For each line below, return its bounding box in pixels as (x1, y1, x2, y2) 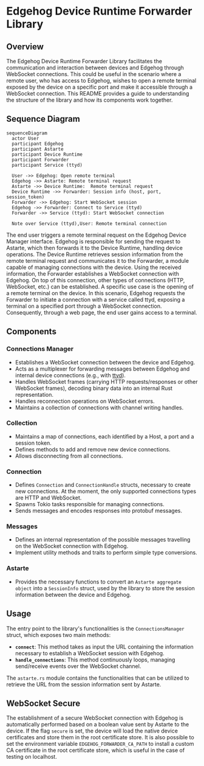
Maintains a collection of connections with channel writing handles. (15, 403, 184, 411)
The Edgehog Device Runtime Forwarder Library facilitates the (6, 58, 163, 64)
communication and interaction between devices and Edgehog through (6, 64, 184, 71)
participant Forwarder (12, 156, 69, 162)
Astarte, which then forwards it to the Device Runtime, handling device (6, 244, 183, 251)
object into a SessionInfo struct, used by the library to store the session (15, 584, 195, 591)
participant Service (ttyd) (12, 162, 83, 168)
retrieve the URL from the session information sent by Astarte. (6, 680, 161, 688)
